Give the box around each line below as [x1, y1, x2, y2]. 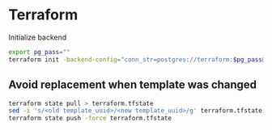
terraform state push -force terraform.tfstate [8, 115, 172, 123]
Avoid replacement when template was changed [8, 78, 257, 92]
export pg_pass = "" [8, 48, 70, 56]
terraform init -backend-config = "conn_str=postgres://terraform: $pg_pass [8, 55, 263, 64]
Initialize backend [8, 32, 67, 42]
